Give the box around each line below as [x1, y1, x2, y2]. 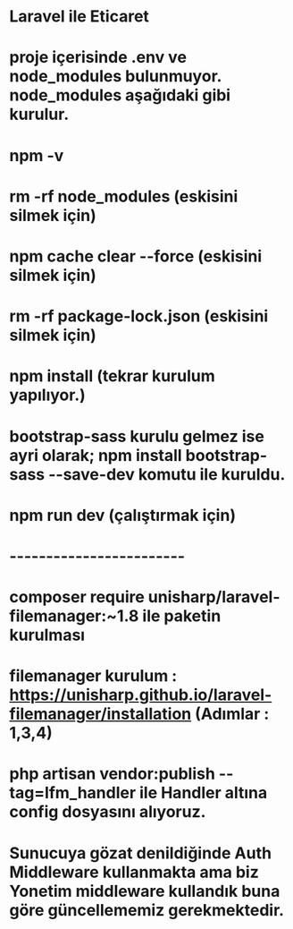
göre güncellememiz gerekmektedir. [9, 899, 284, 920]
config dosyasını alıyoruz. [9, 802, 206, 822]
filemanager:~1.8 [9, 606, 139, 626]
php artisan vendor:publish [9, 763, 216, 784]
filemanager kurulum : [9, 666, 178, 686]
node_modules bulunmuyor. [9, 66, 222, 87]
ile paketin [142, 606, 222, 626]
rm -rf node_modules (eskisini [9, 186, 239, 207]
